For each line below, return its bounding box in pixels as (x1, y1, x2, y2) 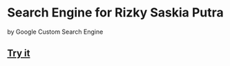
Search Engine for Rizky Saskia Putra (7, 5, 224, 21)
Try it (7, 47, 30, 59)
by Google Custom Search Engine (7, 27, 104, 36)
